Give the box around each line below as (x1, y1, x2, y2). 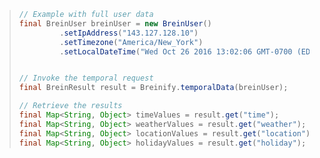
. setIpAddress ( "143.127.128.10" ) (59, 28, 199, 38)
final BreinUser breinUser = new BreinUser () (18, 18, 212, 29)
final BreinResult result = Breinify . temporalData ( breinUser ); (18, 83, 289, 93)
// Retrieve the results (18, 101, 123, 111)
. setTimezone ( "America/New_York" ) (59, 37, 204, 47)
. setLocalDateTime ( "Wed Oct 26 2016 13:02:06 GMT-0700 (59, 46, 293, 57)
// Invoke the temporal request (18, 73, 154, 84)
